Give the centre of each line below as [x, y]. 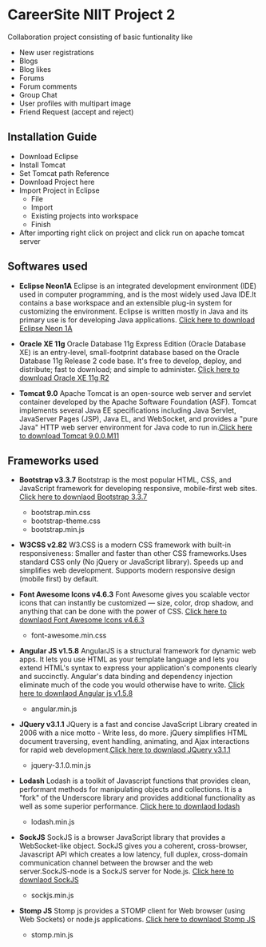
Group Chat [38, 94]
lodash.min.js [53, 822]
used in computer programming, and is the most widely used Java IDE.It [137, 294]
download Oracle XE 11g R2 [64, 378]
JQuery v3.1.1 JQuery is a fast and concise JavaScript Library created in [138, 725]
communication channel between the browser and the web [116, 863]
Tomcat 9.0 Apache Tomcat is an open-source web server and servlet [135, 393]
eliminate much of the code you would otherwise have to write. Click [132, 685]
